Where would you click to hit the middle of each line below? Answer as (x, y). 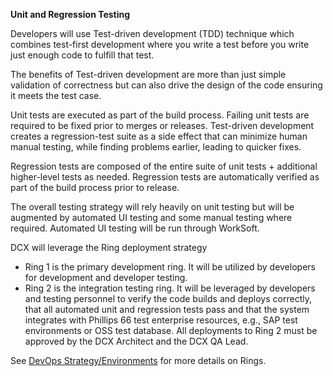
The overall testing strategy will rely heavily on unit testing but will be (152, 207)
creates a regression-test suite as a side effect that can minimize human (159, 136)
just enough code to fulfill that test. (82, 55)
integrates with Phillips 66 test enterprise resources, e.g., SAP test (161, 320)
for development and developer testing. (106, 277)
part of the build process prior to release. (95, 187)
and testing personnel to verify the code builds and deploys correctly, (168, 298)
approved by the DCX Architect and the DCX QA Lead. (136, 341)
